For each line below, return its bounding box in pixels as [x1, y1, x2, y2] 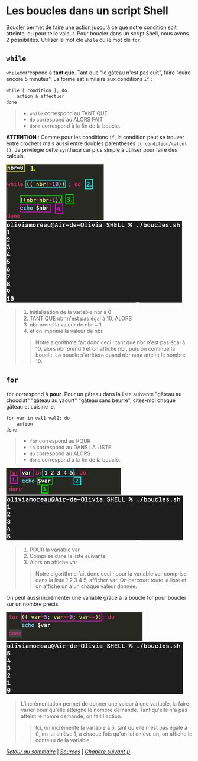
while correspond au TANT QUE [29, 109, 108, 116]
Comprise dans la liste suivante [29, 552, 106, 559]
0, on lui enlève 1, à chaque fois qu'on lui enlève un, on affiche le [35, 730, 193, 737]
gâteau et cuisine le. [6, 403, 56, 410]
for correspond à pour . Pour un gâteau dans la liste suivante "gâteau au [6, 390, 182, 397]
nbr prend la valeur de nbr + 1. [29, 321, 103, 328]
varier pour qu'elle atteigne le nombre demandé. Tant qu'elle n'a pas [20, 706, 188, 713]
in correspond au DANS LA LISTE [29, 443, 112, 450]
